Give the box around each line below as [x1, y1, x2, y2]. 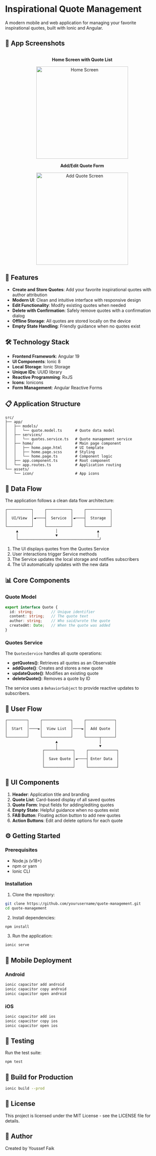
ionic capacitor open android [5, 991, 67, 996]
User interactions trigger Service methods [12, 551, 97, 557]
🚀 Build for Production [5, 1073, 73, 1081]
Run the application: [12, 933, 53, 939]
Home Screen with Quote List [52, 57, 112, 62]
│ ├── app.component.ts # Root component [5, 458, 111, 463]
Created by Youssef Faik [5, 1145, 55, 1151]
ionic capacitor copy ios [5, 1018, 58, 1024]
